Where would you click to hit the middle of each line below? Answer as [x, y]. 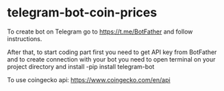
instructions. [25, 38]
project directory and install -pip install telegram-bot [81, 66]
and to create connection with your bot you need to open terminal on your [111, 59]
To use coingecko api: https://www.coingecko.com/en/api [89, 79]
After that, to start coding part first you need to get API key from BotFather [112, 52]
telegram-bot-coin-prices [82, 13]
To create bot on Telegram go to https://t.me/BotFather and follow [100, 31]
